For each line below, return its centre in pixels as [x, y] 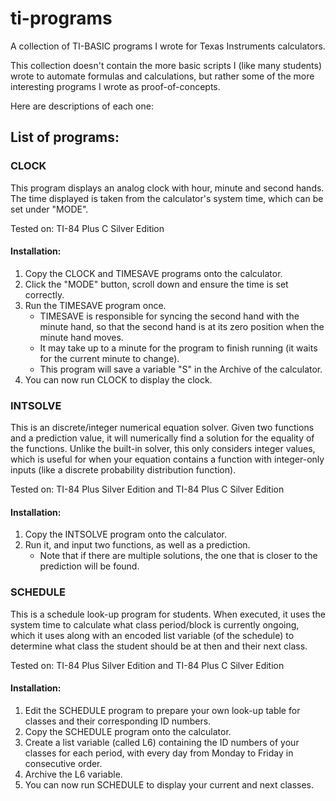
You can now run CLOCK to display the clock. [118, 379]
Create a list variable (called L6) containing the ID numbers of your [162, 742]
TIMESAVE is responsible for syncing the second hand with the [169, 316]
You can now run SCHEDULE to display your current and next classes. [169, 784]
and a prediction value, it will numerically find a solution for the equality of [162, 438]
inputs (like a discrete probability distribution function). [123, 470]
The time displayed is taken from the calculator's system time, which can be [167, 198]
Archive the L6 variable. [73, 774]
